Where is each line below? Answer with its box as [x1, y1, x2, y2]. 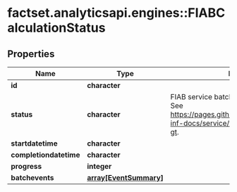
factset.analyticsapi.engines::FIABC [7, 5, 226, 21]
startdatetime [11, 139, 58, 148]
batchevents [11, 173, 54, 182]
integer [87, 162, 112, 171]
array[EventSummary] [87, 173, 164, 182]
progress [11, 162, 42, 171]
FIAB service [170, 92, 213, 101]
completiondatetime [11, 150, 80, 160]
